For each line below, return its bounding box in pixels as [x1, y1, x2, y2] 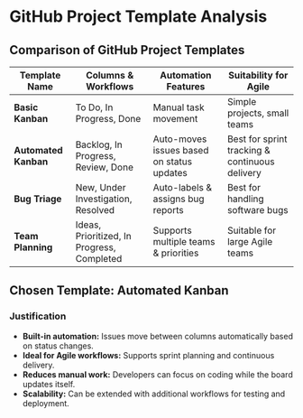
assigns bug [152, 192, 205, 205]
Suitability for [228, 70, 289, 81]
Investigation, [75, 192, 133, 205]
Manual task [152, 101, 205, 114]
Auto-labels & [152, 181, 213, 193]
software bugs [226, 204, 289, 216]
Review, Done [75, 161, 133, 173]
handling [226, 192, 264, 205]
